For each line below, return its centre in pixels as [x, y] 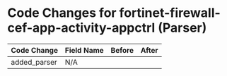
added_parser [34, 62]
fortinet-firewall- [170, 13]
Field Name [84, 50]
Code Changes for [62, 13]
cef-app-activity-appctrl [81, 28]
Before [122, 50]
